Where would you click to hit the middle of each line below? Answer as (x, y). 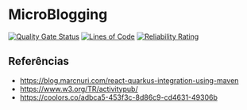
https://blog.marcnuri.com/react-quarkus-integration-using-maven (129, 80)
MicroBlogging (58, 15)
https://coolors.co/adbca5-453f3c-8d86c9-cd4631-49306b (119, 97)
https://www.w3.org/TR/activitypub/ (79, 89)
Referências (39, 61)
